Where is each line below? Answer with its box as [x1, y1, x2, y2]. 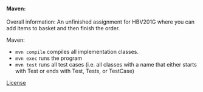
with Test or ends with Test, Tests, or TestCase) [15, 67, 135, 75]
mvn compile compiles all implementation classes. [15, 48, 139, 56]
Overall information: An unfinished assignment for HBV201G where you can [6, 18, 195, 25]
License [6, 79, 26, 87]
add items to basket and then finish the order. [6, 25, 120, 32]
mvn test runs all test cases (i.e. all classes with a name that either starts [15, 61, 198, 68]
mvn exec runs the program [15, 54, 83, 62]
